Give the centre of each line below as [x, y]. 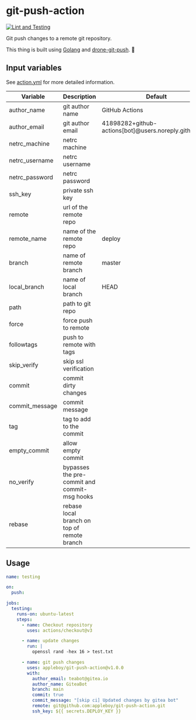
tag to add [77, 419]
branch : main [48, 690]
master [111, 262]
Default [156, 96]
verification [79, 368]
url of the [76, 207]
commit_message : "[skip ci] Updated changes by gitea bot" [105, 700]
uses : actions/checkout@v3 [60, 630]
